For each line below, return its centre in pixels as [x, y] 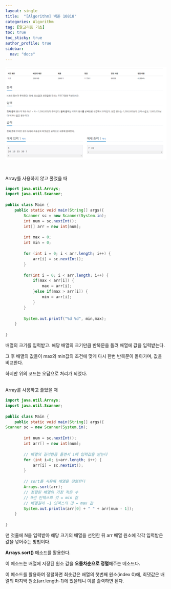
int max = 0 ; [38, 237]
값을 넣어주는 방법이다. [28, 542]
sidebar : [15, 49]
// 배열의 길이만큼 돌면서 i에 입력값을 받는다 [66, 454]
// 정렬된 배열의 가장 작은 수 [51, 492]
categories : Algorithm [29, 22]
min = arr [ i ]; [57, 297]
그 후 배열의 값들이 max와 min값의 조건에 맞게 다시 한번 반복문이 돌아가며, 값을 [84, 356]
